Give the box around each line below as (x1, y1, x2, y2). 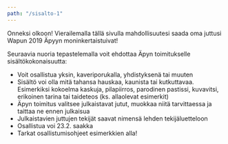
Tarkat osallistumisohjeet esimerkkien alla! (17, 129, 138, 137)
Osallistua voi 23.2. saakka (17, 121, 94, 130)
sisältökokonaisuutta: (7, 56, 68, 65)
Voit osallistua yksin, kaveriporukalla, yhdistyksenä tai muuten (17, 70, 194, 79)
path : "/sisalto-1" (7, 10, 63, 17)
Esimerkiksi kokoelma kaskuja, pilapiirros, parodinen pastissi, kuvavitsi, (17, 85, 219, 93)
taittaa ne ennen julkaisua (17, 107, 90, 115)
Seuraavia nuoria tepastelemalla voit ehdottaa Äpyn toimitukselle (7, 50, 191, 58)
